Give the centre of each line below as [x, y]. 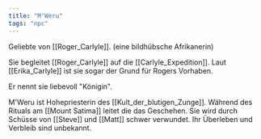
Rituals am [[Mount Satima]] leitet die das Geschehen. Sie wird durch [123, 111]
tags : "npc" [28, 23]
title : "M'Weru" [36, 16]
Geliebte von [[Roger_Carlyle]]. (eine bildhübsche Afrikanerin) [111, 46]
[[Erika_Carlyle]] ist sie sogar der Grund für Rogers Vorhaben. [111, 70]
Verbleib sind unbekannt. [50, 128]
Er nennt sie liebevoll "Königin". [61, 86]
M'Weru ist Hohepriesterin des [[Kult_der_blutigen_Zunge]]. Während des [130, 102]
